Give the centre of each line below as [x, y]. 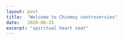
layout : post [22, 11]
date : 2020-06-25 [30, 22]
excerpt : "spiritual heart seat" [47, 28]
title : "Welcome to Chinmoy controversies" [62, 17]
